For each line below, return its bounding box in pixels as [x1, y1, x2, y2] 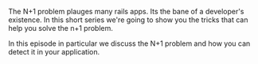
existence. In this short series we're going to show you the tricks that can [8, 15, 248, 24]
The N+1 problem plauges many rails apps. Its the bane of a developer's [8, 7, 244, 16]
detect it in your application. [8, 47, 100, 56]
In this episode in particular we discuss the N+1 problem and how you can [8, 39, 251, 48]
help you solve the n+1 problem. [8, 24, 114, 32]
